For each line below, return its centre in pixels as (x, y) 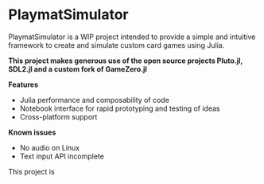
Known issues (32, 132)
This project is (31, 171)
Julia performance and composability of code (94, 100)
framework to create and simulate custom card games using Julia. (116, 45)
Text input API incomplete (62, 156)
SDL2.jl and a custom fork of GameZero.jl (78, 69)
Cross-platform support (58, 116)
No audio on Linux (50, 147)
